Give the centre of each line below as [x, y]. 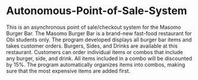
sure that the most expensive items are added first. [68, 71]
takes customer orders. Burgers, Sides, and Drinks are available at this [92, 46]
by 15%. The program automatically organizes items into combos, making [96, 64]
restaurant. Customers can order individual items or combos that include [95, 52]
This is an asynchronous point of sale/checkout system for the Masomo [94, 27]
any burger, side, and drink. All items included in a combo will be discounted [99, 58]
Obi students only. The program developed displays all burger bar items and [99, 39]
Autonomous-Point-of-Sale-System [97, 11]
